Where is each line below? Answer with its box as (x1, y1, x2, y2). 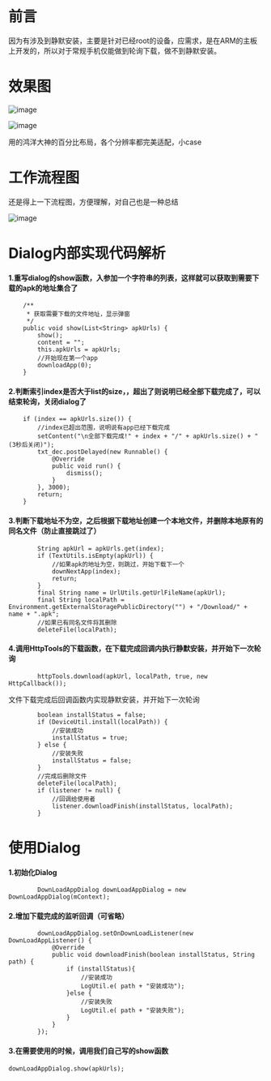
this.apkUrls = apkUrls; (37, 345, 121, 354)
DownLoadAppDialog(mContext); (8, 893, 111, 901)
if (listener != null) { (37, 786, 121, 795)
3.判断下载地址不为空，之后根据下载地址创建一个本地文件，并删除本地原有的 (8, 516, 264, 525)
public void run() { (51, 462, 121, 470)
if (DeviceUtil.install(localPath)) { (37, 718, 168, 726)
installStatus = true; (51, 733, 129, 742)
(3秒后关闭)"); (8, 441, 55, 449)
